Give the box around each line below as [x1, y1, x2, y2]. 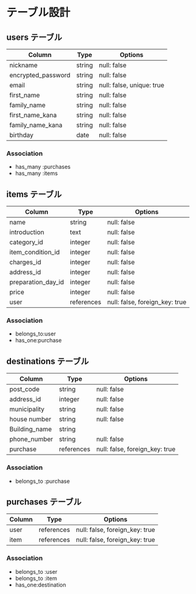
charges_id [9, 258, 42, 267]
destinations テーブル [6, 356, 89, 366]
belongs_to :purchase [15, 477, 70, 485]
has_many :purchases [15, 163, 71, 171]
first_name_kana [9, 111, 57, 119]
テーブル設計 [6, 6, 70, 20]
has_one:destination [15, 581, 66, 588]
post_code [9, 385, 40, 394]
